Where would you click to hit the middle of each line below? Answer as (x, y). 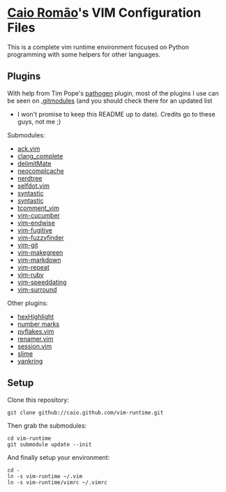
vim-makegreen (40, 252)
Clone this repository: (38, 400)
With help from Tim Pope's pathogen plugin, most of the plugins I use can (113, 93)
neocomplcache (40, 171)
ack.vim (29, 149)
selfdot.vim (33, 186)
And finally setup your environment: (59, 457)
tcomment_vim (38, 208)
